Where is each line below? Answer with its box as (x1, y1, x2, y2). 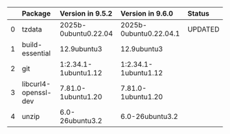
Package (21, 9, 51, 18)
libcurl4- (21, 79, 51, 88)
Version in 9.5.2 (60, 9, 113, 18)
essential (21, 49, 51, 57)
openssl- (21, 88, 52, 97)
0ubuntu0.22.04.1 (120, 29, 180, 38)
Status (187, 9, 210, 18)
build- (21, 40, 42, 49)
